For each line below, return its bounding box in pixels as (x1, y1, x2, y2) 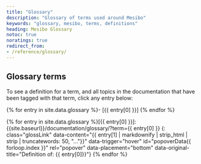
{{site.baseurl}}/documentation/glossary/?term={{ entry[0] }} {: (6, 124, 166, 132)
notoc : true (6, 32, 37, 38)
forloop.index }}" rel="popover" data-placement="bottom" (6, 144, 154, 151)
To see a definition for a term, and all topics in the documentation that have (6, 88, 196, 95)
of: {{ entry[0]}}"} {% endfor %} (46, 151, 128, 158)
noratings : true (6, 37, 48, 43)
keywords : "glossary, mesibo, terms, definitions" (6, 20, 138, 26)
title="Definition (6, 151, 46, 158)
